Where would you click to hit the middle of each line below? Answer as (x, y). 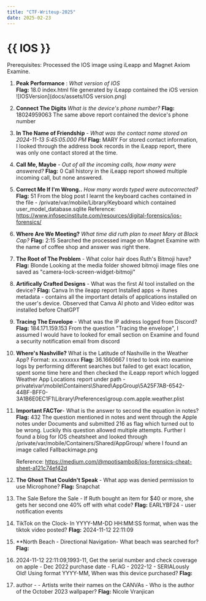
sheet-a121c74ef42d (41, 468)
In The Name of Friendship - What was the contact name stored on (101, 133)
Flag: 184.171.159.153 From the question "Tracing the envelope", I (97, 328)
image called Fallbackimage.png (56, 450)
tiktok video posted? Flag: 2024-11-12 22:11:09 (74, 530)
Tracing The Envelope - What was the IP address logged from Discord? (107, 322)
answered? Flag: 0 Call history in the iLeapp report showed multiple (101, 171)
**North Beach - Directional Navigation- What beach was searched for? (107, 542)
